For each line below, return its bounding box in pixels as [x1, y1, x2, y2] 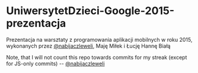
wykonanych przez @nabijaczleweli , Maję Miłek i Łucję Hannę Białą [6, 42, 171, 49]
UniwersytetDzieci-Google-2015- [6, 4, 175, 18]
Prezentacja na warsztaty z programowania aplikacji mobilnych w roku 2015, [6, 36, 193, 43]
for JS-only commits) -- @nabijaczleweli [6, 60, 105, 67]
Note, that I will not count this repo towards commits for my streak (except [6, 54, 187, 61]
